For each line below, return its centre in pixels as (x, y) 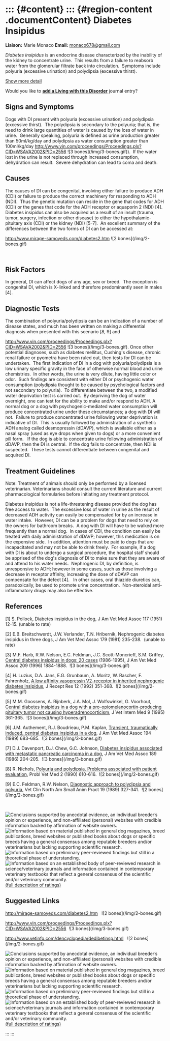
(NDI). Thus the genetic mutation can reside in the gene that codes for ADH (84, 201)
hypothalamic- (136, 218)
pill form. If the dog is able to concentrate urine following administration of (84, 439)
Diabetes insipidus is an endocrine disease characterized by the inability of (84, 55)
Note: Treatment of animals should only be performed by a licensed (76, 483)
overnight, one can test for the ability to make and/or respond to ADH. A (80, 401)
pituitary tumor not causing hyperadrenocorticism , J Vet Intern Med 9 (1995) (85, 712)
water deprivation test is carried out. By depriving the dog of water (76, 396)
